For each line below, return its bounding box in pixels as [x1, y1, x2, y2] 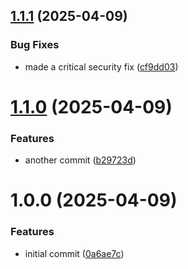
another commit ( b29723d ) [24, 154, 137, 166]
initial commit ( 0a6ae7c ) [24, 247, 125, 259]
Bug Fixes [10, 38, 60, 52]
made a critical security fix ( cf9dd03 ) [24, 60, 179, 73]
